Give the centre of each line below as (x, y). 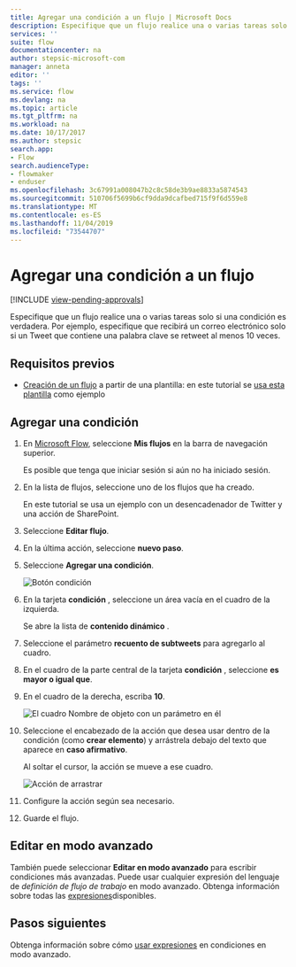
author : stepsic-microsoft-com (68, 58)
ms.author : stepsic (46, 141)
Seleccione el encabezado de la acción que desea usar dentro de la (146, 731)
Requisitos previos (62, 364)
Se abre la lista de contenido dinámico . (96, 626)
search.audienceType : (50, 166)
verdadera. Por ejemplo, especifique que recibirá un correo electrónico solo (148, 326)
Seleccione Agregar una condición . (88, 565)
